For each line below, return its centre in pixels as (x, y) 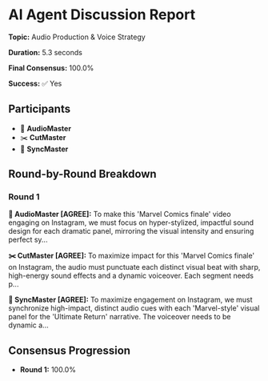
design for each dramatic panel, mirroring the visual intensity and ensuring (131, 231)
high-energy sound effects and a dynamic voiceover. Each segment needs (131, 276)
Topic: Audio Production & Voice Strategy (77, 37)
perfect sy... (28, 240)
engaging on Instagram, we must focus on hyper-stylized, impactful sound (131, 223)
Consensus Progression (69, 350)
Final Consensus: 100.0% (51, 68)
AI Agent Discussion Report (102, 15)
